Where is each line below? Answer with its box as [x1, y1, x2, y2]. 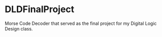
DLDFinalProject [5, 4, 75, 15]
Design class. [5, 25, 33, 31]
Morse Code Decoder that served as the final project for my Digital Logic [5, 20, 157, 26]
